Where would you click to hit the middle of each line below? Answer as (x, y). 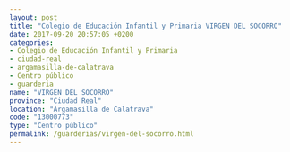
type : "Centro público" (54, 126)
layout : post (34, 17)
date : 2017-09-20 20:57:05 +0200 (72, 34)
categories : (31, 42)
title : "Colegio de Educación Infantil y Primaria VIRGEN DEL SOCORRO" (145, 26)
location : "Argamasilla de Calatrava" (81, 109)
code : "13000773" (42, 117)
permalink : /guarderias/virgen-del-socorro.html (102, 134)
